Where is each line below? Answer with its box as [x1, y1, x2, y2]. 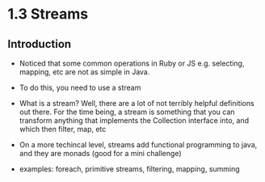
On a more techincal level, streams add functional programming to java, [19, 140, 258, 150]
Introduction [7, 37, 72, 51]
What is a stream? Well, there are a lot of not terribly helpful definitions [19, 99, 255, 108]
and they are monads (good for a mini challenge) [19, 149, 182, 158]
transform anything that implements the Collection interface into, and [19, 116, 250, 125]
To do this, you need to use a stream [19, 83, 141, 92]
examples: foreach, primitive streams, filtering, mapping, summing [19, 164, 240, 174]
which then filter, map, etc [19, 125, 107, 133]
